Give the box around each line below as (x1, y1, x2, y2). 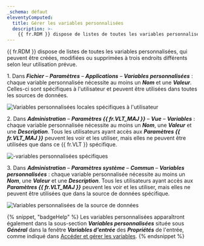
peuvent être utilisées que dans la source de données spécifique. (7, 190, 170, 197)
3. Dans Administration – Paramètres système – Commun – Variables (7, 164, 185, 172)
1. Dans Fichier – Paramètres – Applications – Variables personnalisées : (7, 73, 193, 80)
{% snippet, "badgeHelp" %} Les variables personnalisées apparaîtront (7, 213, 185, 221)
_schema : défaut (7, 8, 48, 15)
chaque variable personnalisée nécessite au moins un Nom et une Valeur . (7, 79, 192, 86)
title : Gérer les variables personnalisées (12, 20, 123, 26)
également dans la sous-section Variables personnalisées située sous (7, 220, 185, 227)
